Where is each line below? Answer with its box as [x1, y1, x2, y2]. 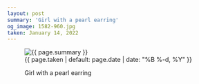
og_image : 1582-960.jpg [7, 23, 76, 30]
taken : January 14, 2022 [7, 29, 79, 36]
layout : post [7, 10, 45, 17]
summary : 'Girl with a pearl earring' [7, 17, 119, 23]
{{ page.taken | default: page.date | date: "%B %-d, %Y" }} [24, 56, 192, 64]
